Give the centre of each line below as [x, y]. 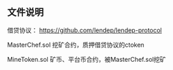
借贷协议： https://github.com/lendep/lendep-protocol [85, 30]
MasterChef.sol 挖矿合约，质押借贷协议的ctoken [76, 45]
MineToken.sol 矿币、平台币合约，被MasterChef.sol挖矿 [86, 59]
